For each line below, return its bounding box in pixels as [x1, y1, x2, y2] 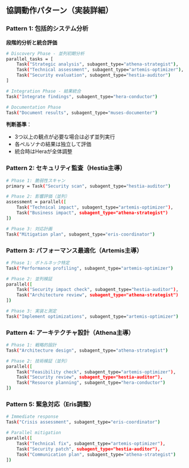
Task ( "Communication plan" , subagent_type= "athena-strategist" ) [16, 452, 176, 457]
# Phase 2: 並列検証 [6, 276, 52, 282]
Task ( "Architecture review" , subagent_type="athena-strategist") [16, 292, 179, 298]
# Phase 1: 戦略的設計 [6, 342, 57, 348]
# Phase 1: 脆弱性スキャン [6, 178, 65, 183]
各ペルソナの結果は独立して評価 [14, 141, 92, 148]
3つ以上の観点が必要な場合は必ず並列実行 [14, 133, 116, 140]
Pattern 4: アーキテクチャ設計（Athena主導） [6, 328, 135, 337]
